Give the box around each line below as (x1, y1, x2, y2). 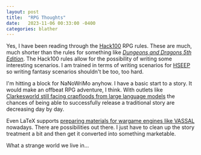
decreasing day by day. (6, 105, 65, 113)
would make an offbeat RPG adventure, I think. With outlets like (6, 86, 163, 94)
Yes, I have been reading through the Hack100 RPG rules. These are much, (6, 42, 192, 50)
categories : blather (6, 25, 59, 32)
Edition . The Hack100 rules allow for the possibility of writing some (6, 55, 172, 62)
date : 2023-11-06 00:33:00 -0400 (6, 20, 96, 26)
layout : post (6, 8, 39, 15)
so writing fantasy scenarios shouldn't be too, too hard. (6, 68, 144, 76)
